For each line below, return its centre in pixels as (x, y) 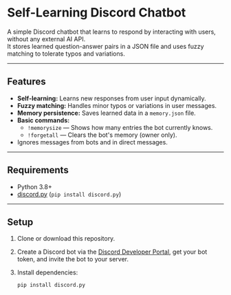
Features (26, 81)
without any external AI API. (46, 39)
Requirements (38, 170)
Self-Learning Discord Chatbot (97, 13)
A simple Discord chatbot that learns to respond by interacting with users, (112, 32)
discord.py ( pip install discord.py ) (69, 194)
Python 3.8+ (35, 186)
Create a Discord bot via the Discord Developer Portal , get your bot (112, 252)
